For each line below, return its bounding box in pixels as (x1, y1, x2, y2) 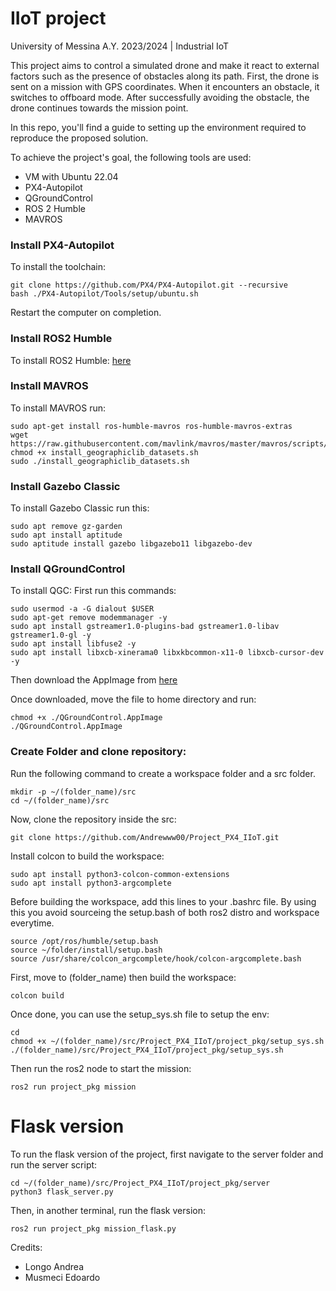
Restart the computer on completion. (10, 307, 162, 319)
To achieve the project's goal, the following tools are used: (10, 151, 252, 163)
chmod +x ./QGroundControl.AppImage (10, 713, 163, 723)
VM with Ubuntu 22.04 (24, 170, 119, 182)
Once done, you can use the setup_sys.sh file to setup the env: (10, 1008, 270, 1020)
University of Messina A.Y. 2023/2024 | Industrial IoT (10, 40, 230, 52)
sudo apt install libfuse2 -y (10, 639, 137, 649)
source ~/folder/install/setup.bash (10, 945, 163, 955)
